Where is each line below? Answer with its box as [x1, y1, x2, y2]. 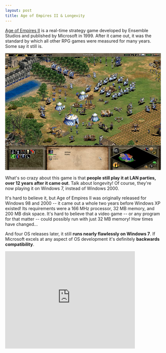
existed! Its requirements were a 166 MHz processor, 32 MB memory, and [5, 205, 155, 211]
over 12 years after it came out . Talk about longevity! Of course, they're [5, 180, 152, 186]
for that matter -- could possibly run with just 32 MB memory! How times [5, 216, 153, 222]
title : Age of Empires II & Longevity [5, 13, 85, 18]
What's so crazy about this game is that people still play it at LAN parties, [5, 175, 156, 180]
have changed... [5, 221, 38, 227]
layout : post [5, 8, 32, 13]
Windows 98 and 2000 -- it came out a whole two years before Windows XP [5, 200, 161, 206]
